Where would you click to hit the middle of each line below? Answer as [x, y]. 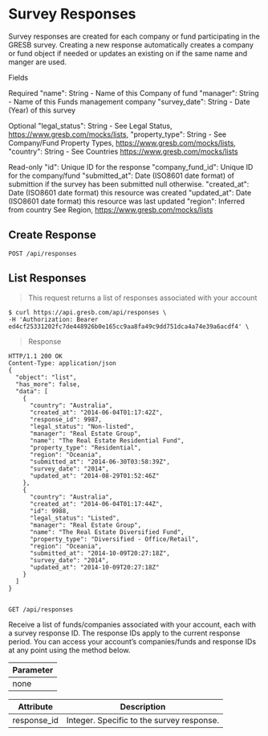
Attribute [36, 706]
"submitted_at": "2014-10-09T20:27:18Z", [100, 553]
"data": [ [32, 391]
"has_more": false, [48, 384]
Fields [18, 77]
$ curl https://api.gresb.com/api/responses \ [87, 312]
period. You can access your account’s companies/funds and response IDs [132, 641]
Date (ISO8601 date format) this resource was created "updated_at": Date [130, 192]
